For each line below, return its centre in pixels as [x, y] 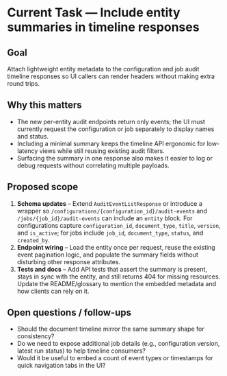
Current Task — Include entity [94, 13]
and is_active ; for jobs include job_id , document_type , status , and [110, 233]
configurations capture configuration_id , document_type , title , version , [119, 225]
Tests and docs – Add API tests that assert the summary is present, [112, 269]
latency [27, 151]
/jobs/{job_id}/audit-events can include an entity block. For [105, 218]
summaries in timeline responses [103, 27]
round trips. [23, 83]
